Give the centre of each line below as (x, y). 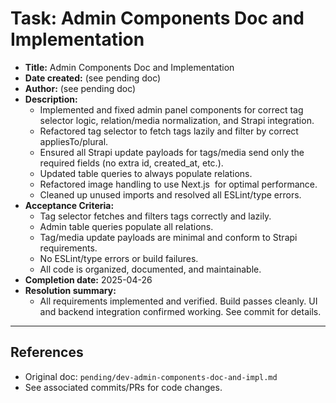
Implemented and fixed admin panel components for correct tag (171, 109)
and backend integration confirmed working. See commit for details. (180, 311)
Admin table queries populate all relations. (126, 226)
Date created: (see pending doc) (93, 78)
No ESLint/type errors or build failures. (119, 258)
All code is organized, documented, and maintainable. (150, 269)
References (47, 352)
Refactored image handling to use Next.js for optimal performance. (178, 184)
